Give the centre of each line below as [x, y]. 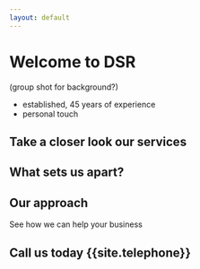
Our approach [49, 203]
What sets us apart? [67, 173]
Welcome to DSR [73, 61]
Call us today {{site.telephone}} [100, 252]
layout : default [39, 17]
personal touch [50, 114]
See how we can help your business [76, 224]
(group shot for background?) [64, 87]
